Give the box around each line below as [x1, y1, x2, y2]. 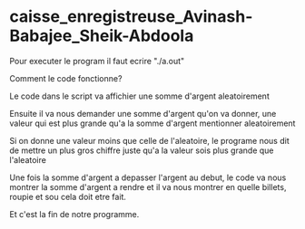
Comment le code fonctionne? [9, 72, 123, 83]
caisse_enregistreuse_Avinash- [9, 6, 253, 27]
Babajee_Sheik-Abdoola [9, 25, 194, 46]
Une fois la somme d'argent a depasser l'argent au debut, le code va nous [9, 172, 287, 183]
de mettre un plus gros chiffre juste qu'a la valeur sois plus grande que [9, 145, 274, 156]
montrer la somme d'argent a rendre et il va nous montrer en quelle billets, [9, 181, 287, 192]
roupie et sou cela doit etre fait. [9, 191, 127, 202]
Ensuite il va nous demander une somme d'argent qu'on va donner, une [9, 108, 277, 119]
